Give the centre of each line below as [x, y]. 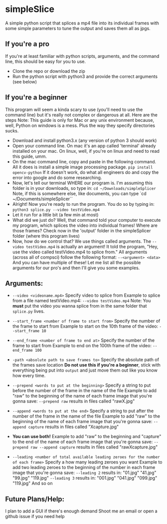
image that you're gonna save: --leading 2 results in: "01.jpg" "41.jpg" [84, 473]
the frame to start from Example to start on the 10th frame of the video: [85, 326]
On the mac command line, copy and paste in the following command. [84, 161]
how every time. [29, 376]
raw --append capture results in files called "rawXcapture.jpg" [94, 447]
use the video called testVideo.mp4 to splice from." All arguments [80, 252]
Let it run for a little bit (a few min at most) [55, 215]
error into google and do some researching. [57, 177]
